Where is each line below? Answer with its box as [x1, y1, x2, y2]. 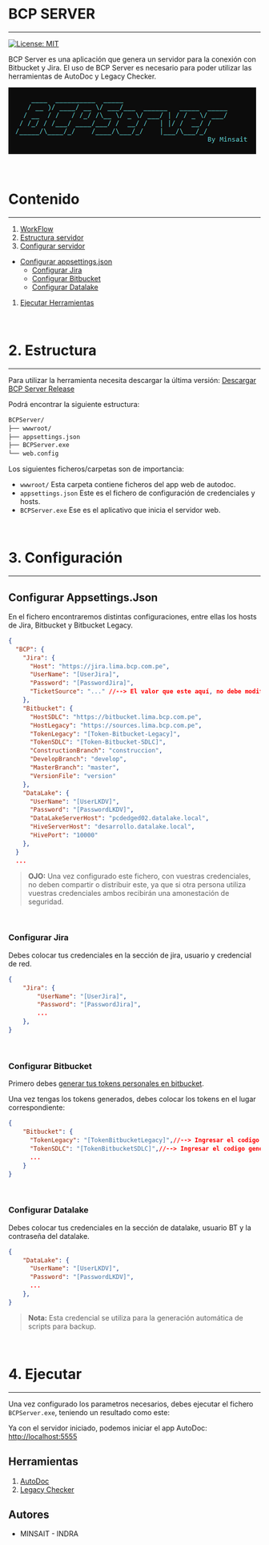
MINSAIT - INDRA [19, 1529, 78, 1539]
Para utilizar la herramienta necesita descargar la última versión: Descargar [8, 375, 257, 385]
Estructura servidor [19, 232, 84, 242]
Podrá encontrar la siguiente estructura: [8, 399, 140, 409]
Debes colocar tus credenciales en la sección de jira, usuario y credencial [8, 950, 252, 960]
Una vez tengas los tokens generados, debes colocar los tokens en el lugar [8, 1095, 256, 1104]
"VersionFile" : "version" [29, 772, 116, 780]
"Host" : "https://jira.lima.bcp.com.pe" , [29, 662, 171, 670]
